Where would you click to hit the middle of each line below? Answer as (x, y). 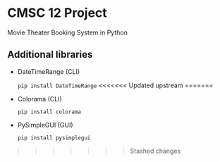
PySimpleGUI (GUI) (45, 125)
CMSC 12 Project (57, 13)
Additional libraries (50, 55)
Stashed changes (155, 151)
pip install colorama (49, 112)
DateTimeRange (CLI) (49, 71)
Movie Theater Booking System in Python (68, 32)
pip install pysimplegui (54, 138)
